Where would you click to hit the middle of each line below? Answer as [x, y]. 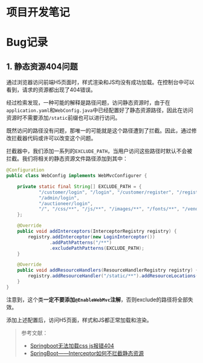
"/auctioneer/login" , [66, 203]
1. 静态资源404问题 [42, 66]
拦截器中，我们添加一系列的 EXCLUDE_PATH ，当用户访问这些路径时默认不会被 [99, 151]
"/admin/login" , [59, 198]
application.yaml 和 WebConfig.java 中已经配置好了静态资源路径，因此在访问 [100, 110]
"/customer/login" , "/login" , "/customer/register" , [106, 192]
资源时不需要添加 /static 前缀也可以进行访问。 [63, 118]
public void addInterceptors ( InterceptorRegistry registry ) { [97, 231]
